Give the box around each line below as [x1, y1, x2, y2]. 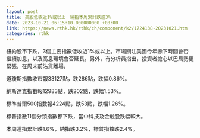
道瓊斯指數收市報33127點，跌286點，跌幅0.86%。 [6, 75, 130, 82]
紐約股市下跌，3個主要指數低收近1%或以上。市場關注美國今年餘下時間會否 [6, 48, 189, 55]
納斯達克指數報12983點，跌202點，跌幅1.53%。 [6, 88, 124, 95]
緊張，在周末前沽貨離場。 [6, 63, 69, 70]
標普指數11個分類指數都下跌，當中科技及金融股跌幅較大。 [6, 113, 146, 120]
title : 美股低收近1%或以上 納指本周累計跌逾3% [6, 14, 111, 20]
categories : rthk [6, 31, 49, 37]
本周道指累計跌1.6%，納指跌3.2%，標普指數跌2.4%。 [6, 126, 138, 133]
